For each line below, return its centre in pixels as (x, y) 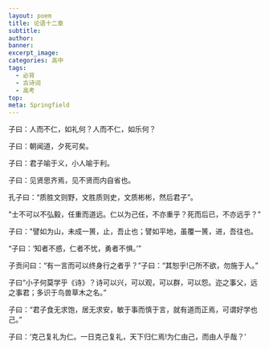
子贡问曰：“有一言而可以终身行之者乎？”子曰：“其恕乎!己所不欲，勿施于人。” (133, 266)
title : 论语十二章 (36, 23)
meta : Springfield (39, 105)
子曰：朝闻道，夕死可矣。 (51, 146)
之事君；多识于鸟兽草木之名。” (57, 293)
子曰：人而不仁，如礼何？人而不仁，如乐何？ (82, 129)
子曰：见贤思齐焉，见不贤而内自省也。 (71, 181)
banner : (21, 46)
